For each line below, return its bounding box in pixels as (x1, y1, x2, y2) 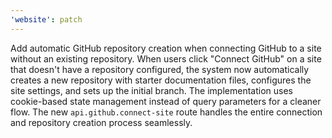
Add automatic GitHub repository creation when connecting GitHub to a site (10, 42, 322, 54)
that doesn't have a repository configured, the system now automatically (10, 63, 310, 75)
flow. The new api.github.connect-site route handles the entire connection (10, 106, 323, 118)
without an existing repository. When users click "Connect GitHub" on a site (10, 52, 322, 65)
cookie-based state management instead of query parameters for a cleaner (10, 95, 322, 107)
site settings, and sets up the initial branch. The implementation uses (10, 84, 293, 96)
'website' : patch (10, 14, 83, 25)
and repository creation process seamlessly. (10, 116, 193, 128)
